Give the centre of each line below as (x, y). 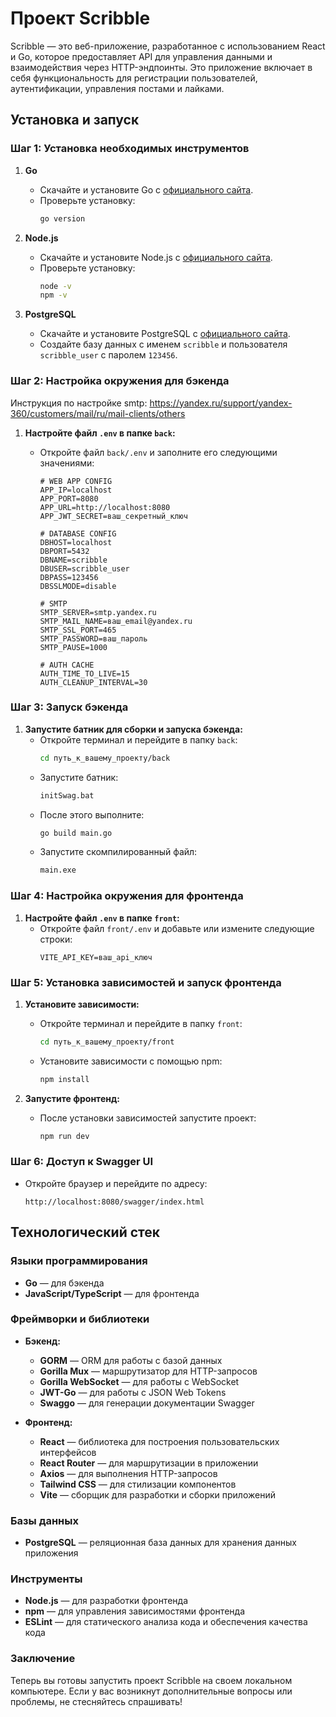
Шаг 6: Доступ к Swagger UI (82, 1162)
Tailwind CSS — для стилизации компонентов (138, 1484)
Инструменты (46, 1579)
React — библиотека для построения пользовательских (159, 1441)
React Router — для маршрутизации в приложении (149, 1463)
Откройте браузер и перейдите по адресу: (116, 1183)
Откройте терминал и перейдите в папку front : (141, 1023)
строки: (56, 939)
